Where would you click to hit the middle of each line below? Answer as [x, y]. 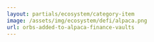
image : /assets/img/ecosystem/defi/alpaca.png [77, 21]
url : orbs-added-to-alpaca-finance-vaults [71, 27]
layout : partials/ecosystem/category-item [71, 14]
